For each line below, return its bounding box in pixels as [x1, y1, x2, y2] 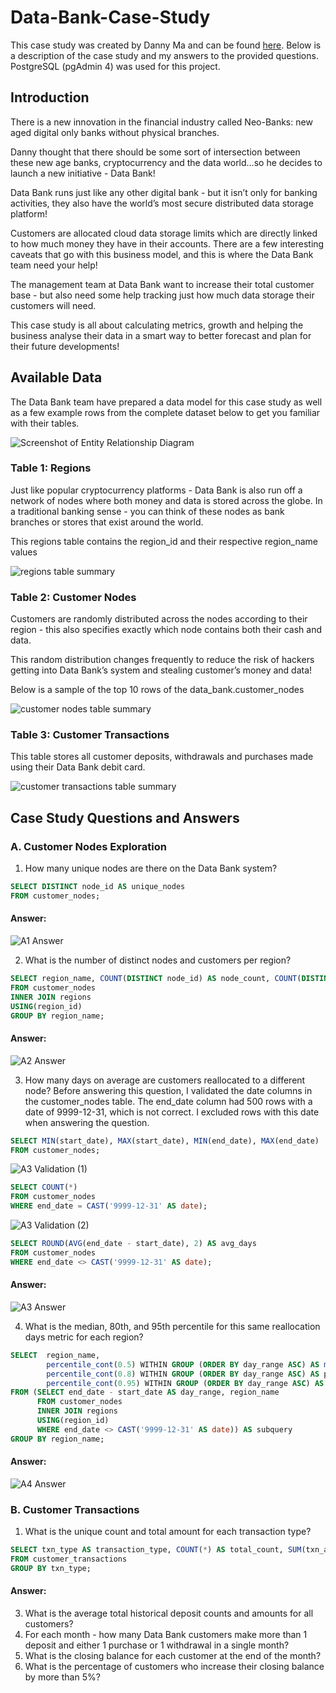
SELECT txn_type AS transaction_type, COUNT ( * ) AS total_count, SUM [10, 1545, 302, 1555]
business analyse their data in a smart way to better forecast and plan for [10, 329, 312, 341]
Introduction [10, 89, 90, 106]
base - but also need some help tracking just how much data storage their [10, 289, 315, 301]
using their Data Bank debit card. [10, 761, 146, 773]
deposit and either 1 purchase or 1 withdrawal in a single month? [24, 1639, 290, 1651]
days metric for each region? [24, 1331, 144, 1343]
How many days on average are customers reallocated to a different [24, 1074, 306, 1086]
